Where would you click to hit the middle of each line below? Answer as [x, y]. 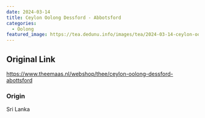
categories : [21, 23]
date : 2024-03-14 [28, 12]
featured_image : [27, 35]
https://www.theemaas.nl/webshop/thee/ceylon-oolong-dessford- [90, 74]
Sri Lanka [18, 109]
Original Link [31, 59]
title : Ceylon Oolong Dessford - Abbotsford [64, 18]
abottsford [20, 80]
